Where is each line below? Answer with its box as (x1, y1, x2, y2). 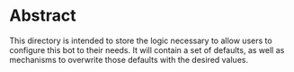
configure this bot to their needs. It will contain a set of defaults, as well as (9, 44, 285, 55)
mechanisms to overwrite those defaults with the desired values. (9, 54, 249, 65)
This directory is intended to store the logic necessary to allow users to (9, 35, 272, 46)
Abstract (9, 5, 76, 26)
